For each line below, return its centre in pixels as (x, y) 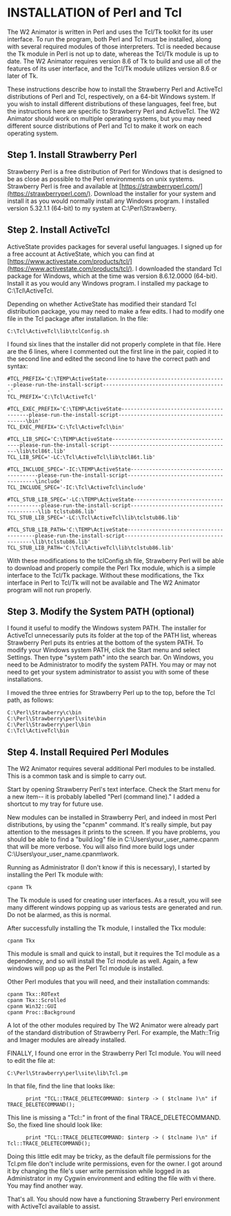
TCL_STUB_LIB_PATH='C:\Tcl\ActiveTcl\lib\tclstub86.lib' (91, 548)
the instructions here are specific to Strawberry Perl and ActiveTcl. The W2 (113, 111)
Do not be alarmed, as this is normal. (59, 915)
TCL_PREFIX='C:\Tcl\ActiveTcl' (52, 397)
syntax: (18, 366)
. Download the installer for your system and (153, 193)
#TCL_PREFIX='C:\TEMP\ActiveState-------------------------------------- (115, 379)
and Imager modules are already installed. (67, 1040)
